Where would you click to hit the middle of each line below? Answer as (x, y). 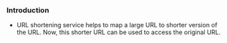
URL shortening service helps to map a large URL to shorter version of (117, 25)
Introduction (28, 10)
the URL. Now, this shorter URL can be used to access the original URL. (119, 32)
